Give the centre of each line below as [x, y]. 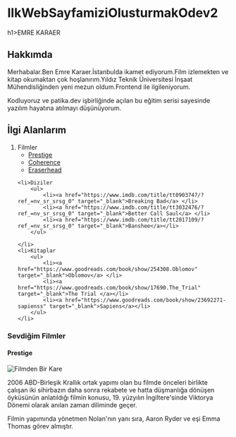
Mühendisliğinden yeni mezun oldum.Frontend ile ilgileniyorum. [99, 87]
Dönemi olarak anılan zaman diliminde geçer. [72, 405]
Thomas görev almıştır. [41, 426]
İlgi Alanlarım [37, 130]
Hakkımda [30, 55]
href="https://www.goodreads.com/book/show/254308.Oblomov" [107, 269]
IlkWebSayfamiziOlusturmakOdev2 [113, 13]
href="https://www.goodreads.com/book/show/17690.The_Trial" [109, 287]
